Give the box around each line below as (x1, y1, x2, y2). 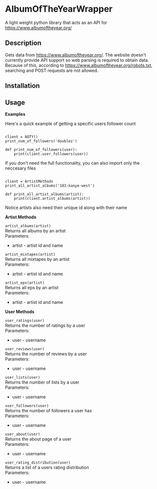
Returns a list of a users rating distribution (5, 464, 89, 470)
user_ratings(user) (5, 318, 45, 323)
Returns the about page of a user (5, 436, 72, 442)
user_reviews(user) (5, 346, 45, 351)
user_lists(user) (5, 375, 40, 380)
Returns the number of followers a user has (5, 407, 92, 413)
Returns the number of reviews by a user (5, 351, 87, 357)
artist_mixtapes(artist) (5, 252, 56, 257)
